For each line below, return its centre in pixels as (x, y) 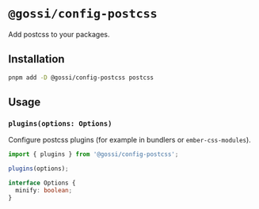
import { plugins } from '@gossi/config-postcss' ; (93, 154)
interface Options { (42, 183)
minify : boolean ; (44, 190)
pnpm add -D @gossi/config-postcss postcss (81, 78)
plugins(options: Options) (60, 123)
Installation (36, 59)
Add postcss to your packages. (59, 34)
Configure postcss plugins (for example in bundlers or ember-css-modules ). (129, 140)
